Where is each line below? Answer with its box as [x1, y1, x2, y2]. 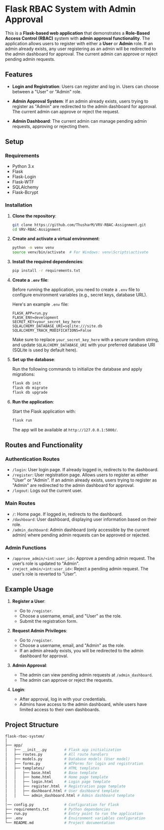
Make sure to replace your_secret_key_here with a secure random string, [12, 337, 159, 343]
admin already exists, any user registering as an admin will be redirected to [5, 46, 156, 52]
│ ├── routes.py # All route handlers [5, 752, 109, 757]
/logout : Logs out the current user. [12, 487, 83, 494]
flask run [12, 418, 33, 423]
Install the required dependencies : [12, 259, 84, 265]
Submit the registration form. [19, 618, 78, 624]
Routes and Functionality [5, 441, 83, 449]
